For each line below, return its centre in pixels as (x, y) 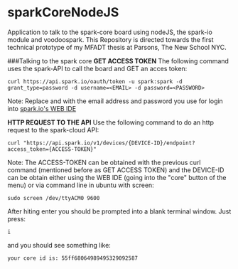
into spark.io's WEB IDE (42, 108)
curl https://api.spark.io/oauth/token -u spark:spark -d (95, 81)
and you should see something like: (59, 245)
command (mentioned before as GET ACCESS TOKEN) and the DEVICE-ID (116, 170)
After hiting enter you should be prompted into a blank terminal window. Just (119, 211)
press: (17, 218)
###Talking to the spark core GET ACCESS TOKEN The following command (118, 60)
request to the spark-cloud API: (53, 130)
